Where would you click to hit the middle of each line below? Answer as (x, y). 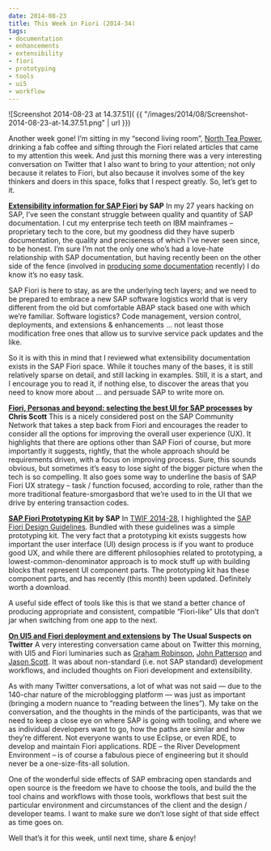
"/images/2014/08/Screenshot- (196, 114)
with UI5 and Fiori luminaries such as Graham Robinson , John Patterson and (135, 653)
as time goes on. (36, 823)
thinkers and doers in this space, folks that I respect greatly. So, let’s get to (133, 182)
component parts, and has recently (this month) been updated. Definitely (130, 579)
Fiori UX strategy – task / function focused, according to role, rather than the (136, 485)
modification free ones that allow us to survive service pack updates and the (136, 334)
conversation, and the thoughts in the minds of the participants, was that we (135, 712)
